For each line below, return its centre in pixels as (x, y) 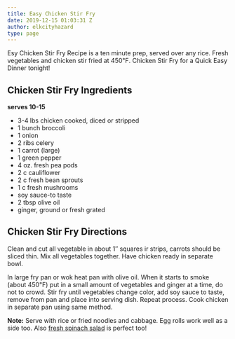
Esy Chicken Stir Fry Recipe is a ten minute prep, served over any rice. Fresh (118, 53)
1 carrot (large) (39, 151)
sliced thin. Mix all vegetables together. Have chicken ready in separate (110, 256)
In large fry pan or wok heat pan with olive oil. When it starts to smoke (108, 277)
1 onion (28, 136)
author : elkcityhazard (40, 27)
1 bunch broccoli (41, 128)
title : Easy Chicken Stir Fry (52, 14)
